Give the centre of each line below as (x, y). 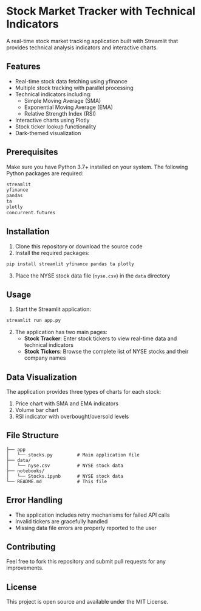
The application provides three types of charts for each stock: (84, 392)
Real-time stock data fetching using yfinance (71, 81)
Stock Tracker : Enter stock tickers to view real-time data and (101, 338)
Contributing (31, 547)
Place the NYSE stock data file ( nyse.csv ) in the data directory (93, 276)
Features (23, 67)
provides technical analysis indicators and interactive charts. (82, 47)
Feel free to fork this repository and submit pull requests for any (86, 562)
